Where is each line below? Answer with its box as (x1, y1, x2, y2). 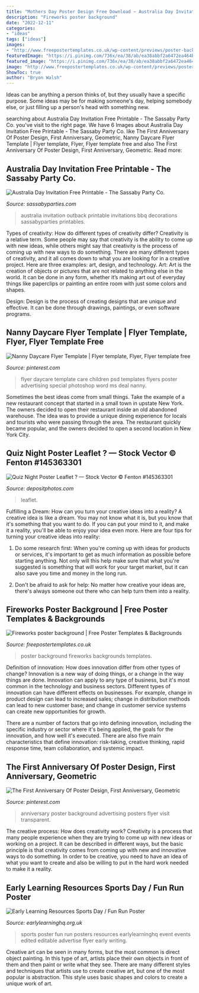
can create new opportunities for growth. (6, 708, 107, 715)
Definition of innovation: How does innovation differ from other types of (6, 664, 181, 671)
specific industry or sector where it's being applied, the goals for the (6, 726, 174, 733)
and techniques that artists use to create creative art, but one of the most (6, 968, 185, 974)
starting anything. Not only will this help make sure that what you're (14, 557, 179, 564)
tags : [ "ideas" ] (6, 36, 46, 42)
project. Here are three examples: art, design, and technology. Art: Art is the (6, 261, 191, 268)
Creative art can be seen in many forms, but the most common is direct (6, 949, 180, 955)
